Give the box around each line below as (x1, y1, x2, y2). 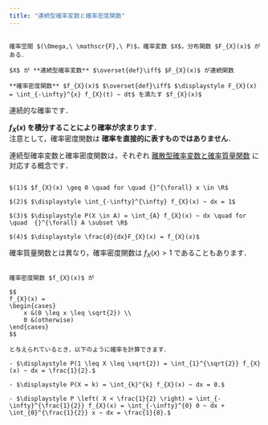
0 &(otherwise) (23, 316, 75, 325)
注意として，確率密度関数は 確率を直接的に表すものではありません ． (9, 134, 236, 144)
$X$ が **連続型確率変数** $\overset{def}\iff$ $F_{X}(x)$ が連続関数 (9, 66, 235, 75)
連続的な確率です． (9, 105, 73, 115)
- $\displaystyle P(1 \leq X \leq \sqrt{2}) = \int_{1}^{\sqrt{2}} (9, 360, 240, 368)
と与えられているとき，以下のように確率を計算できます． (9, 346, 170, 354)
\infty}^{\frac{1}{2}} (9, 402, 85, 410)
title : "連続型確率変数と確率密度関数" (9, 11, 125, 20)
